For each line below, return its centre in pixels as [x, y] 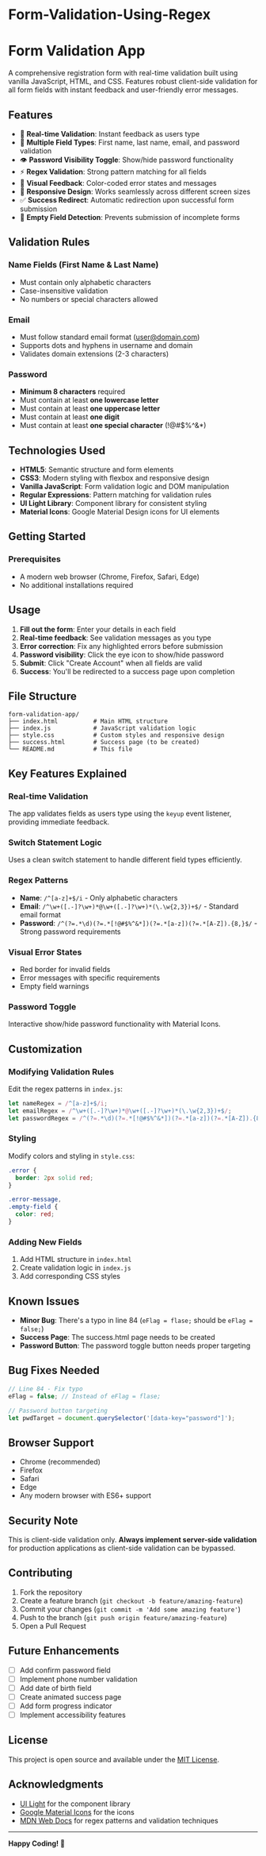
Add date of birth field [55, 1688]
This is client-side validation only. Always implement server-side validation [133, 1540]
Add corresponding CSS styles [70, 1276]
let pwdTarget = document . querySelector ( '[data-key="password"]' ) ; [122, 1418]
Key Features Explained [68, 773]
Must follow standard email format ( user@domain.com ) [110, 337]
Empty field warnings [54, 986]
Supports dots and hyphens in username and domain [106, 345]
